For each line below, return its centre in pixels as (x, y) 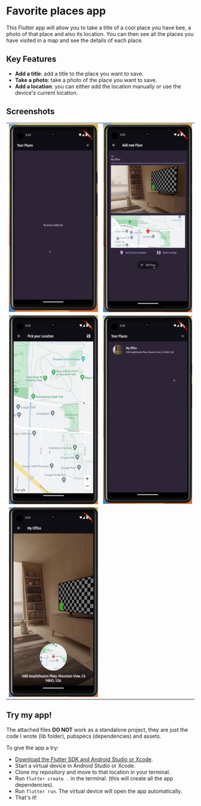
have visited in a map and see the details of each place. (75, 40)
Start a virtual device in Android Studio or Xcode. (75, 765)
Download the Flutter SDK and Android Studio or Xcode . (84, 759)
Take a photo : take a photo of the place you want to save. (86, 80)
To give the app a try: (32, 747)
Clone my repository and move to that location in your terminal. (92, 772)
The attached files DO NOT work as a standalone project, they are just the (97, 729)
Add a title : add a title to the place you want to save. (79, 74)
